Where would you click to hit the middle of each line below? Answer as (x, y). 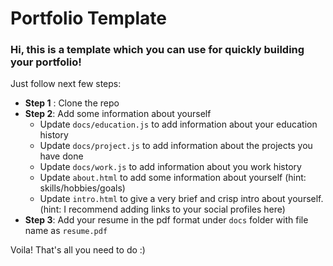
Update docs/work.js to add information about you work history (170, 167)
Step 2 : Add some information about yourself (118, 114)
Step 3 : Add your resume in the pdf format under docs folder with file (166, 220)
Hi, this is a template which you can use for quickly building (157, 50)
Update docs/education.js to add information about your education (178, 124)
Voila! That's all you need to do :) (78, 250)
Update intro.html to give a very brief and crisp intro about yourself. (181, 199)
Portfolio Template (88, 18)
